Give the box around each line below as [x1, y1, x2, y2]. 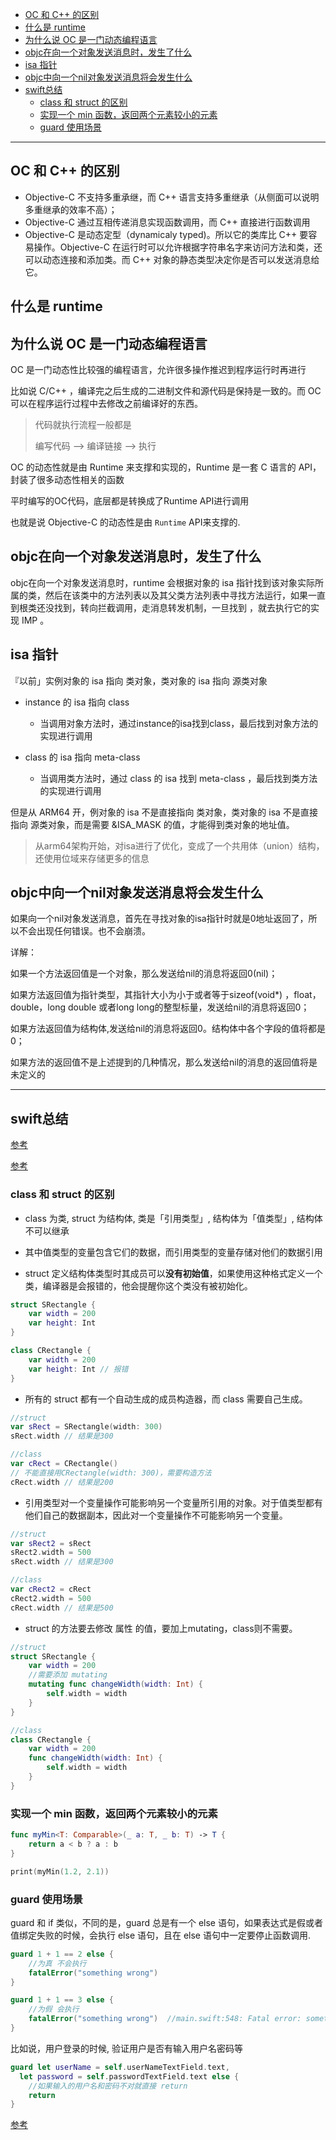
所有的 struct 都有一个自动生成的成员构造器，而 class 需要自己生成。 [24, 1393, 308, 1405]
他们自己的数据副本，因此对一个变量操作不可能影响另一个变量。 [24, 1509, 288, 1521]
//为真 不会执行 [28, 1958, 87, 1968]
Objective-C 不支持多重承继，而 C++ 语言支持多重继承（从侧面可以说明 [24, 191, 320, 203]
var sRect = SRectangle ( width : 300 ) [10, 1422, 163, 1432]
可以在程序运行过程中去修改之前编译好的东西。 [10, 398, 203, 410]
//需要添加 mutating [28, 1670, 108, 1680]
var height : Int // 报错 [28, 1364, 129, 1374]
